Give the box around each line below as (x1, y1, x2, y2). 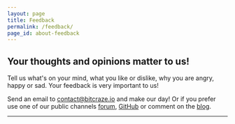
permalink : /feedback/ (7, 23, 73, 30)
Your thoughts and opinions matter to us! (7, 55, 190, 67)
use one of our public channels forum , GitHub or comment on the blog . (7, 102, 212, 111)
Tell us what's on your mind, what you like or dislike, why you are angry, (7, 74, 215, 82)
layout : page (7, 10, 45, 17)
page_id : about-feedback (7, 29, 80, 37)
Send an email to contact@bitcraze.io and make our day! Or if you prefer (7, 95, 216, 103)
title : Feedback (7, 17, 55, 24)
